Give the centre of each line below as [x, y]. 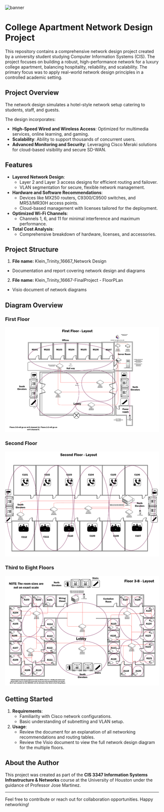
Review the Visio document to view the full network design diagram [87, 742]
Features [19, 165]
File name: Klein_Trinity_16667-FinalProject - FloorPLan [68, 280]
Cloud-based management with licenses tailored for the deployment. [89, 208]
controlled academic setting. [34, 77]
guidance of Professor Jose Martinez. [43, 785]
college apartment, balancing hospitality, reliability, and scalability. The [76, 67]
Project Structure [32, 249]
